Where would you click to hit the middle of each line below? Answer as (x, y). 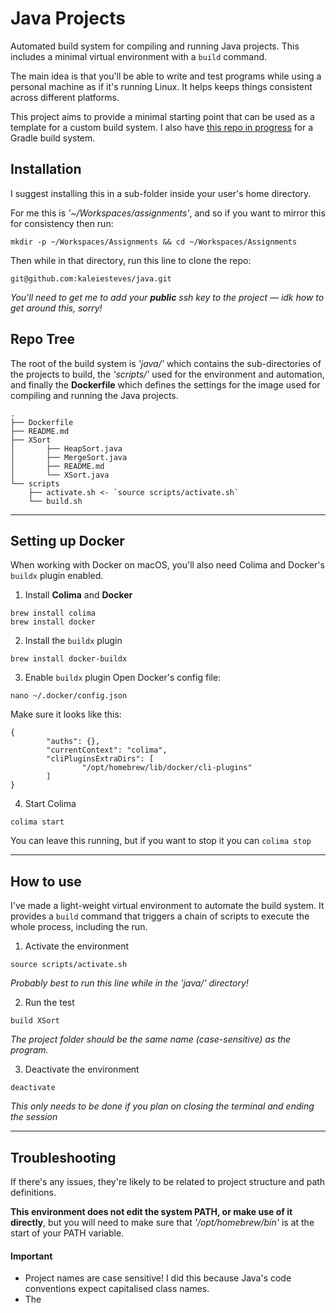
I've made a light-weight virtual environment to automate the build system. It (167, 906)
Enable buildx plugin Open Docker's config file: (123, 678)
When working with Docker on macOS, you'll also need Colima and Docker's (167, 565)
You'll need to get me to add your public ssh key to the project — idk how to (167, 297)
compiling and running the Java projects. (94, 395)
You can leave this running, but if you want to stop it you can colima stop (161, 841)
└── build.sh (55, 501)
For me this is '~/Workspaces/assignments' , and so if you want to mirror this (168, 213)
